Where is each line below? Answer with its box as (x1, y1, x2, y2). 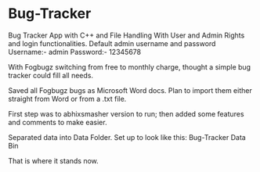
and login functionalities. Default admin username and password (8, 38, 216, 48)
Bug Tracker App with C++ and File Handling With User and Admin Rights (8, 30, 245, 40)
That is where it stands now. (8, 156, 99, 165)
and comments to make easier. (8, 117, 107, 127)
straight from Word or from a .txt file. (8, 94, 127, 103)
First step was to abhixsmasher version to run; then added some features (8, 109, 244, 118)
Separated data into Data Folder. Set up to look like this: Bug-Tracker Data (8, 132, 247, 142)
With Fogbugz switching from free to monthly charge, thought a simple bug (8, 62, 251, 71)
